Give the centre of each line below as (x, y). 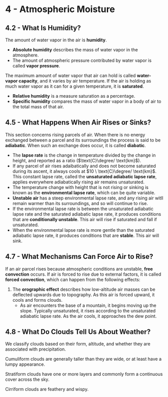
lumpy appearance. (25, 364)
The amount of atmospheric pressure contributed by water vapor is (82, 60)
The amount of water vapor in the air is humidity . (56, 40)
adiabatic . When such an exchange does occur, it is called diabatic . (76, 145)
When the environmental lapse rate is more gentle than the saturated (83, 230)
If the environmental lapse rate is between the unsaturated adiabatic (83, 209)
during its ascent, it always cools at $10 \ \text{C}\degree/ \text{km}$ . (85, 171)
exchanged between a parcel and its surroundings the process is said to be (83, 140)
